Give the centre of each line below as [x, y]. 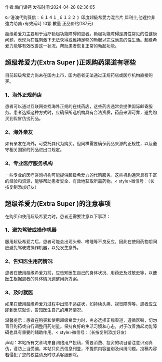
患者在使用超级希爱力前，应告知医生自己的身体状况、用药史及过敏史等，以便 [81, 273]
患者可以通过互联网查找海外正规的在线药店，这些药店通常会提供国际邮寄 [77, 106]
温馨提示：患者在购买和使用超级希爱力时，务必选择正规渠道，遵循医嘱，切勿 [81, 320]
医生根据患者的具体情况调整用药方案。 [43, 279]
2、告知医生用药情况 [29, 261]
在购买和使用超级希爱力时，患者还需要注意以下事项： [58, 216]
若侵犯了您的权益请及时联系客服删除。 [43, 355]
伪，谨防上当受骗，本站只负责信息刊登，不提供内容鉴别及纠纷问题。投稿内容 [81, 349]
